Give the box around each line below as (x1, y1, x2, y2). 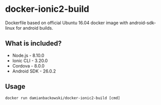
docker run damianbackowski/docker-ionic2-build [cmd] (5, 95, 121, 101)
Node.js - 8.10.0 (12, 52, 44, 58)
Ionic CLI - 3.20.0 (12, 58, 48, 64)
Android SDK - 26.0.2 (12, 68, 56, 74)
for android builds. (15, 25, 53, 31)
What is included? (5, 39, 62, 48)
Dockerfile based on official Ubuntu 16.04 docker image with (5, 20, 128, 26)
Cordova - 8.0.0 (12, 63, 45, 69)
